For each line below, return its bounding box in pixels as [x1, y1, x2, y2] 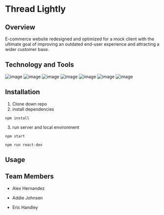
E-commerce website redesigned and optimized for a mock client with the [5, 36, 154, 42]
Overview [5, 23, 36, 31]
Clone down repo [12, 101, 47, 107]
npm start [5, 134, 25, 138]
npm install [5, 115, 29, 121]
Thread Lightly [5, 3, 66, 15]
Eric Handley [12, 204, 38, 210]
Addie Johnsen [12, 195, 43, 201]
